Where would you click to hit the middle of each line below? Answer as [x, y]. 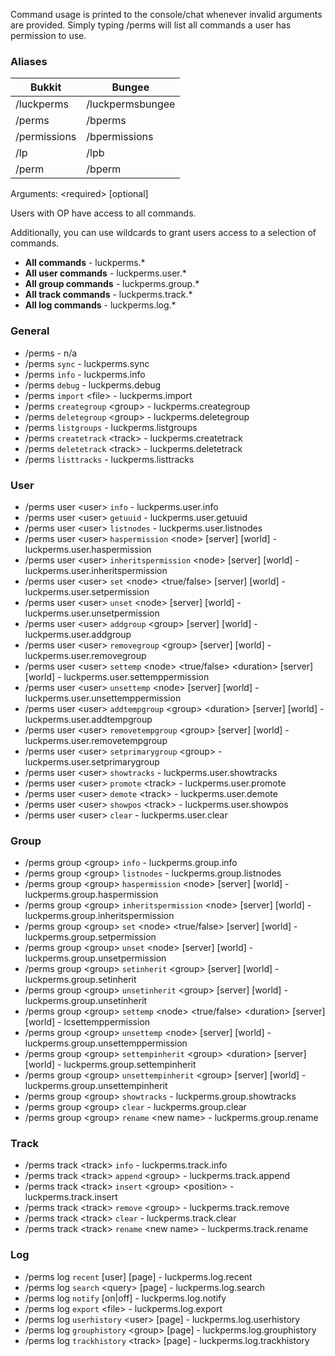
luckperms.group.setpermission [90, 937]
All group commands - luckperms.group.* [112, 284]
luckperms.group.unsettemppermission [106, 1043]
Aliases [29, 61]
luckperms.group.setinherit [80, 980]
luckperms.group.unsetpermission [95, 958]
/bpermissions [120, 137]
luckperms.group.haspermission [91, 895]
